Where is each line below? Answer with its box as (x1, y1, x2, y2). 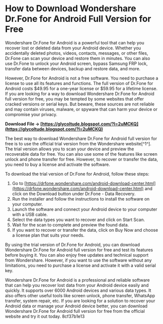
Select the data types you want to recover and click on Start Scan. (12, 217, 145, 223)
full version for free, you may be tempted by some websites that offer (5, 96, 145, 101)
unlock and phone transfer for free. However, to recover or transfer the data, (5, 156, 158, 162)
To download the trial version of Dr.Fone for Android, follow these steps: (5, 171, 149, 177)
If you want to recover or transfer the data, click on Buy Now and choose (12, 227, 158, 233)
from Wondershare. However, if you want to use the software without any (5, 257, 152, 263)
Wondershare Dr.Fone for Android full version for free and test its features (5, 247, 153, 253)
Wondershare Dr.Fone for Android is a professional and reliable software (5, 277, 150, 283)
